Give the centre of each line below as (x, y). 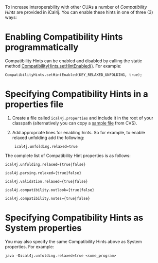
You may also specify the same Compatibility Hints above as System (74, 241)
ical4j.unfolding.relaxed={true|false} (45, 164)
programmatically (42, 47)
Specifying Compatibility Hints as (74, 218)
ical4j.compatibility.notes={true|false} (48, 198)
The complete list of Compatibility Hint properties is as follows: (68, 156)
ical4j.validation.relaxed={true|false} (47, 181)
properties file (34, 105)
